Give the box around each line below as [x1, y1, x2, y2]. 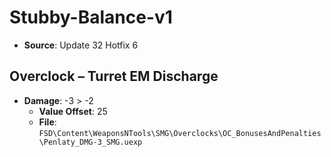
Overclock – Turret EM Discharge [9, 68, 219, 85]
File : [38, 116, 57, 128]
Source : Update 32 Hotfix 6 [23, 39, 139, 51]
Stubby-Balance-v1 [9, 6, 173, 29]
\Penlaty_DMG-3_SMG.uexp [38, 137, 143, 147]
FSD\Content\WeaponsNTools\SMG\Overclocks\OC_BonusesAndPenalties [38, 128, 322, 138]
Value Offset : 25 [38, 105, 108, 117]
